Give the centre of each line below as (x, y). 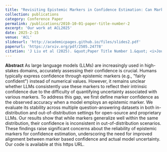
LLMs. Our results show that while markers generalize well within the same (82, 118)
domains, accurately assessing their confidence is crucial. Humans (88, 70)
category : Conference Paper (34, 19)
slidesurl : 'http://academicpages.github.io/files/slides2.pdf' (73, 42)
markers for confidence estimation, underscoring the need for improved (79, 134)
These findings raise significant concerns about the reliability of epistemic (81, 128)
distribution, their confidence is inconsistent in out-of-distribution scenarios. (83, 123)
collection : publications (32, 14)
